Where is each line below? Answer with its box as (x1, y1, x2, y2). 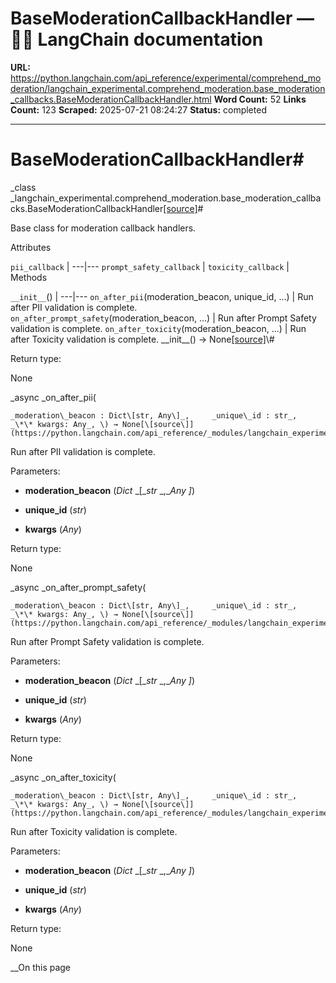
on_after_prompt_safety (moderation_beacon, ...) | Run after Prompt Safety (10, 312, 317, 324)
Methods (10, 271, 48, 283)
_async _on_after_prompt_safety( (10, 581, 147, 593)
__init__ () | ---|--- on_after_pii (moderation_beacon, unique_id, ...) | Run (10, 290, 314, 302)
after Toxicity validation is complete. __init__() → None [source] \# (10, 333, 275, 345)
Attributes (10, 241, 52, 253)
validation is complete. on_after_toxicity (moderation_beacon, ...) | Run (10, 322, 307, 334)
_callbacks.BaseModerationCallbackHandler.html (10, 93, 212, 105)
